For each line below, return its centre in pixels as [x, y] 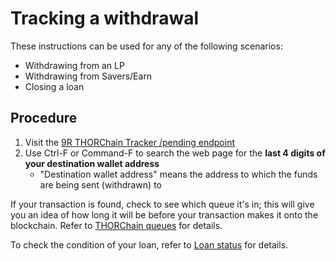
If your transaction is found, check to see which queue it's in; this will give [162, 204]
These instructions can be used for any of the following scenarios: [146, 46]
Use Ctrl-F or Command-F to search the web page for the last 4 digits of [175, 153]
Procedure [44, 118]
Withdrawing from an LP [74, 65]
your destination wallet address [92, 163]
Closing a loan [54, 86]
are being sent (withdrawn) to [100, 184]
